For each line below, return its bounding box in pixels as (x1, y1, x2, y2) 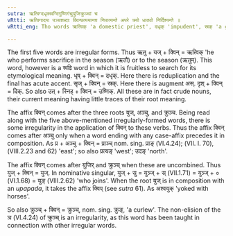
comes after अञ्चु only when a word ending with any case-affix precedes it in (7, 131, 225, 140)
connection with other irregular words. (7, 221, 116, 230)
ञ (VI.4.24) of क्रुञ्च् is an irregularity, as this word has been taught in (7, 213, 200, 222)
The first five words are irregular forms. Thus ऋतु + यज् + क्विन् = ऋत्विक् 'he (7, 48, 214, 56)
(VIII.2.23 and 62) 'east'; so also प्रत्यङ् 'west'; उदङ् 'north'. (7, 147, 169, 155)
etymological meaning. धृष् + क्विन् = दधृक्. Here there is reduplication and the (7, 71, 220, 80)
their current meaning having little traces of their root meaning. (7, 95, 187, 103)
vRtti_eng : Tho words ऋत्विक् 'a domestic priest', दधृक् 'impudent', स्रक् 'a (7, 23, 222, 30)
